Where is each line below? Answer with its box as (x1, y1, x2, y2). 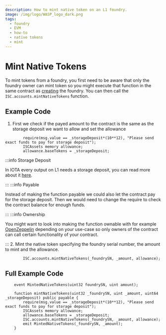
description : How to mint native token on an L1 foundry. (5, 7, 127, 12)
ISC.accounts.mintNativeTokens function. (5, 93, 89, 99)
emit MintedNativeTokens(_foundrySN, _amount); (23, 322, 123, 327)
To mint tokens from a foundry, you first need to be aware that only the (5, 77, 150, 83)
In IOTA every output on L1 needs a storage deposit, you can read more (5, 167, 150, 172)
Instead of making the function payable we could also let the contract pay (5, 191, 156, 197)
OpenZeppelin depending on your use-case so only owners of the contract (5, 226, 159, 232)
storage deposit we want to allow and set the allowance (12, 126, 126, 132)
